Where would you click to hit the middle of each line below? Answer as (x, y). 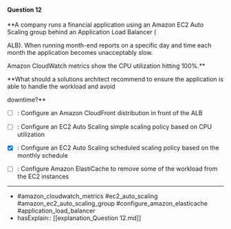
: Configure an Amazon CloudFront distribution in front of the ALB (110, 113)
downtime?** (27, 100)
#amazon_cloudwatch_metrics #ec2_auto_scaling (87, 196)
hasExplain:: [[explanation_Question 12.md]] (79, 218)
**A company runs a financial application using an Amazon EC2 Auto (106, 25)
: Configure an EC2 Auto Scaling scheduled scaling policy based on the (118, 148)
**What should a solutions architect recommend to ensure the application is (115, 80)
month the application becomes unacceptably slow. (80, 53)
